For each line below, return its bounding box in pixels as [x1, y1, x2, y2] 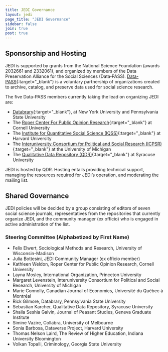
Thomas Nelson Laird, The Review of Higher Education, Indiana [12, 330, 143, 336]
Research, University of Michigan [12, 282, 82, 288]
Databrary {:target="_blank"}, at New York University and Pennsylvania [12, 108, 158, 114]
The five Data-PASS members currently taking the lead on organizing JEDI [5, 93, 159, 99]
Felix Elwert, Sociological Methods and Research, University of [12, 245, 142, 251]
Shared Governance [5, 192, 69, 200]
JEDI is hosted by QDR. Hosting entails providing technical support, [5, 166, 144, 172]
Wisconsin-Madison [12, 250, 54, 256]
